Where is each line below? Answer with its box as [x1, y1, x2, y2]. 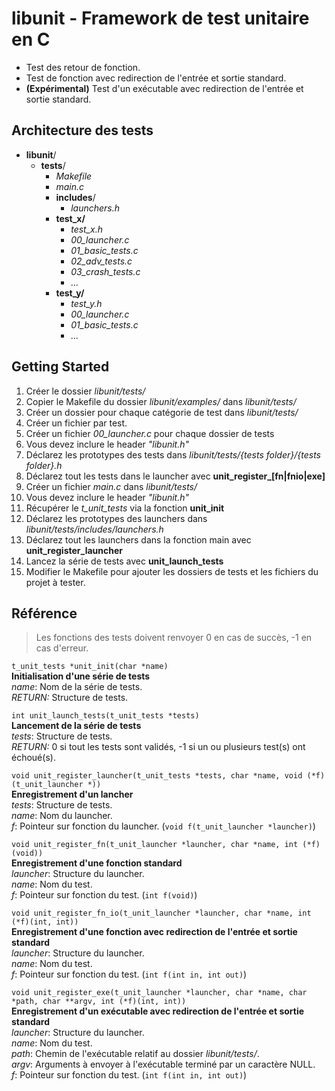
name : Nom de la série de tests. [11, 681, 143, 693]
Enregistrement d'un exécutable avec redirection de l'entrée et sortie [11, 1005, 305, 1017]
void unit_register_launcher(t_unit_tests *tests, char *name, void [11, 771, 303, 781]
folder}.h [25, 459, 63, 471]
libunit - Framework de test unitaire [11, 7, 310, 30]
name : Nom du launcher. [11, 810, 113, 822]
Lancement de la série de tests [11, 720, 142, 732]
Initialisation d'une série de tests [11, 670, 151, 682]
